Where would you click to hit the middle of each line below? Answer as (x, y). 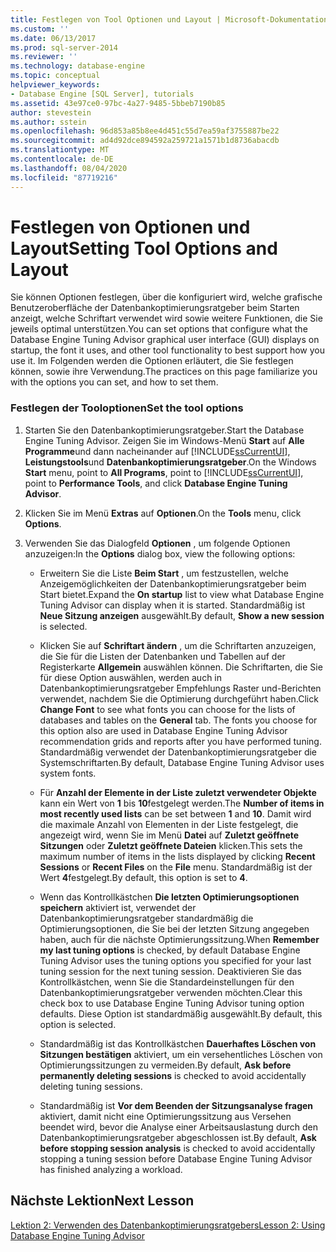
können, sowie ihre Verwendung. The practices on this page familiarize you (164, 372)
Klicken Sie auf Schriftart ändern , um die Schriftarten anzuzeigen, (178, 645)
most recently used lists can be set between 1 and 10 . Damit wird (175, 813)
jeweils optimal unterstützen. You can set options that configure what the (159, 329)
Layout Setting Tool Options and (144, 248)
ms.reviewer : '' (44, 57)
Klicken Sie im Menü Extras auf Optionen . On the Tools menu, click (163, 513)
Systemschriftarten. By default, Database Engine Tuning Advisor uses (182, 762)
